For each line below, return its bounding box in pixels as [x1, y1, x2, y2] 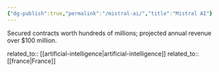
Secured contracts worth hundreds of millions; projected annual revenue [7, 29, 212, 37]
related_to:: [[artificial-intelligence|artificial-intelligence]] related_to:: [7, 49, 199, 58]
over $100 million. [7, 36, 57, 45]
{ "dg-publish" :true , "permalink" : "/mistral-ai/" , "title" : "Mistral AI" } [7, 10, 213, 17]
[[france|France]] [7, 56, 56, 65]
